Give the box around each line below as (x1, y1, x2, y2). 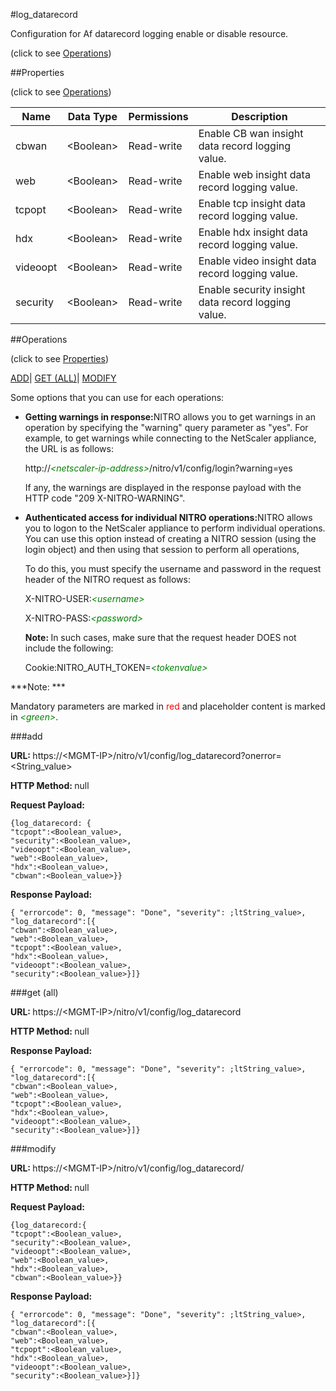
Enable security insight (198, 283, 306, 296)
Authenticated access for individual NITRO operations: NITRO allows (24, 512, 313, 523)
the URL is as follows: (24, 443, 114, 454)
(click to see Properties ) (10, 353, 110, 364)
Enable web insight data (198, 168, 311, 181)
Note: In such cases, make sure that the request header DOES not (24, 632, 297, 643)
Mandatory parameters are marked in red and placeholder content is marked (10, 700, 326, 712)
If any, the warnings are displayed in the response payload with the (24, 482, 302, 493)
